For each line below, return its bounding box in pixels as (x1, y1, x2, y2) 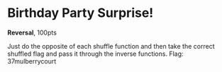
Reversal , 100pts (7, 28, 57, 37)
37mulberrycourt (7, 56, 57, 65)
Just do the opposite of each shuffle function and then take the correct (7, 42, 215, 50)
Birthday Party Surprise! (7, 5, 154, 21)
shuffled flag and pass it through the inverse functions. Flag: (7, 49, 184, 58)
